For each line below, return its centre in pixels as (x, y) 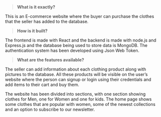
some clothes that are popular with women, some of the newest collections (80, 104)
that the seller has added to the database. (47, 22)
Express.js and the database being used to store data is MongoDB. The (76, 45)
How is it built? (32, 31)
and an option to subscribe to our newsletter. (50, 109)
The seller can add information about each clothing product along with (76, 69)
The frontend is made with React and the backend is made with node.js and (81, 40)
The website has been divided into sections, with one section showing (75, 94)
